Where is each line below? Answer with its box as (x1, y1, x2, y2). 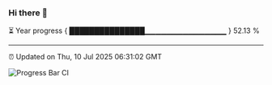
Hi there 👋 (8, 7, 49, 18)
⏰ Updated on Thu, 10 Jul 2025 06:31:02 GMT (8, 52, 163, 62)
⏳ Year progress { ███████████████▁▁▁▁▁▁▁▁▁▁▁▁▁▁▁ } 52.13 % (8, 26, 261, 35)
